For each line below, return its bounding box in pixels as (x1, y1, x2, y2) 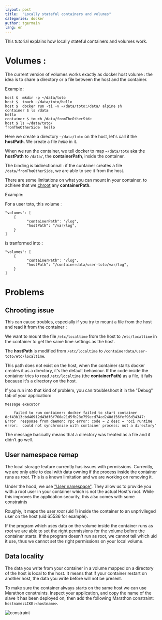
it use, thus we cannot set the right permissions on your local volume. (5, 538, 144, 544)
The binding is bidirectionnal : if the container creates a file (5, 163, 122, 169)
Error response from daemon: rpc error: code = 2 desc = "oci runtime (5, 419, 152, 424)
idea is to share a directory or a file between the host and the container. (5, 77, 147, 82)
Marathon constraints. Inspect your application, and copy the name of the (5, 590, 151, 596)
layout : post (5, 7, 31, 12)
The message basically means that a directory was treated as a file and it (5, 432, 151, 438)
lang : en (5, 25, 23, 30)
